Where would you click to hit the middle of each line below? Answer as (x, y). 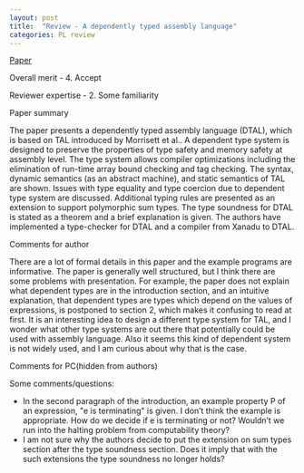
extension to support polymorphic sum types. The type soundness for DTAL (151, 208)
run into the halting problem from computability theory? (126, 430)
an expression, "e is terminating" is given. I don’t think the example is (152, 411)
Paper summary (39, 113)
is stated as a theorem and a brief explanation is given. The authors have (145, 217)
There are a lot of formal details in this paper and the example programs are (151, 262)
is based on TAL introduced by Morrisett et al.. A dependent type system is (150, 140)
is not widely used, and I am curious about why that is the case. (128, 349)
